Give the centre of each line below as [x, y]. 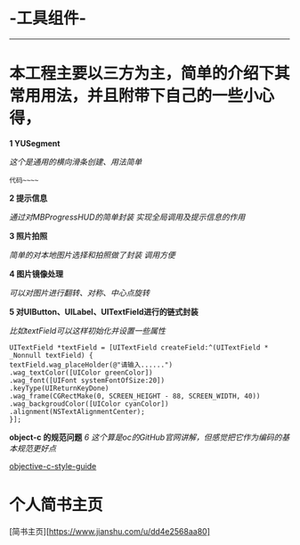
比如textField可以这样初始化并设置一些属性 [88, 330]
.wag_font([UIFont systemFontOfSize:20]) [87, 380]
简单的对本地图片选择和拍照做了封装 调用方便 [92, 254]
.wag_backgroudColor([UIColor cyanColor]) [89, 404]
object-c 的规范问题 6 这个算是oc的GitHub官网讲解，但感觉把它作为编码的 [146, 437]
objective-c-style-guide [53, 466]
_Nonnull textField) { [51, 355]
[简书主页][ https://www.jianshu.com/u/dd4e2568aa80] [110, 531]
